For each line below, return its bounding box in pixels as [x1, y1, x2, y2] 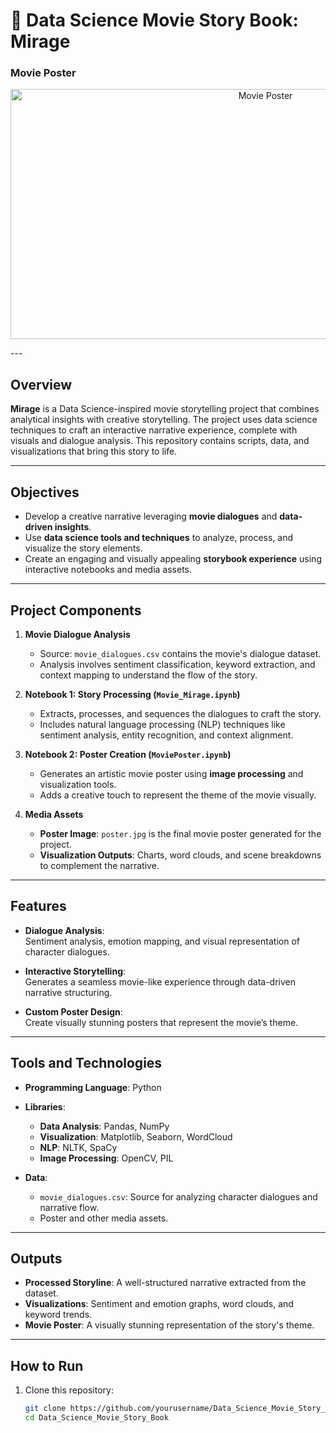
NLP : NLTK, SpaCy [39, 1141, 118, 1153]
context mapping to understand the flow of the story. [39, 669, 258, 681]
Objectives [10, 484, 80, 501]
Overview [10, 376, 73, 393]
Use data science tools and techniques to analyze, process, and [24, 532, 294, 544]
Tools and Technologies [10, 1055, 163, 1072]
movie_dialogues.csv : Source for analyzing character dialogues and [39, 1190, 318, 1203]
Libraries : [24, 1100, 66, 1113]
